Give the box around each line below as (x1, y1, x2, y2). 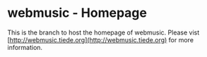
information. (7, 43, 43, 51)
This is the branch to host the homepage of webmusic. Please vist (7, 28, 200, 37)
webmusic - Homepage (7, 5, 147, 21)
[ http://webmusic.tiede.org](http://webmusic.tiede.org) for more (7, 35, 194, 44)
